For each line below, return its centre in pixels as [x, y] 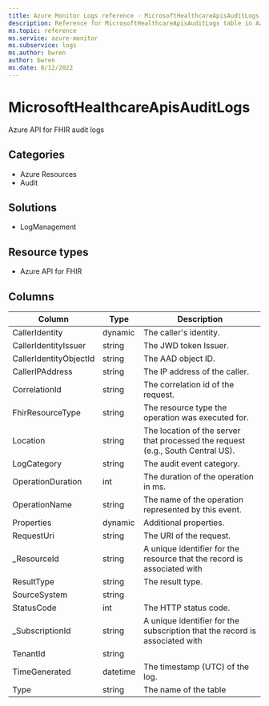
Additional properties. [184, 523]
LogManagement [48, 227]
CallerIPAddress [42, 371]
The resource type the [185, 407]
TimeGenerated [42, 672]
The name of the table [185, 689]
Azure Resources [48, 174]
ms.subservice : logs [43, 46]
